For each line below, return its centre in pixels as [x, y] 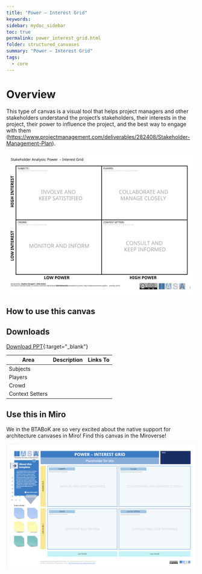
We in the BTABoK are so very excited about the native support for [88, 429]
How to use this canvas [51, 311]
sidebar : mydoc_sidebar [36, 25]
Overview [31, 94]
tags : [13, 57]
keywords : [19, 19]
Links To [99, 360]
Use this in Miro [36, 415]
